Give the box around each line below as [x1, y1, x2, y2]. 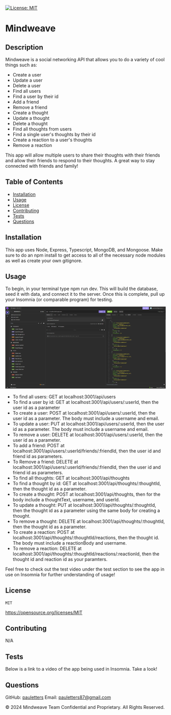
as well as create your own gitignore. [5, 258, 82, 264]
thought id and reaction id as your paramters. [12, 556, 108, 562]
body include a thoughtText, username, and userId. [12, 496, 120, 502]
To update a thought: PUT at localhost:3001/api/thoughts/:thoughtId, [12, 502, 156, 508]
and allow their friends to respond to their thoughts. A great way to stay [5, 158, 155, 163]
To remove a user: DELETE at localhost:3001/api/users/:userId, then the [12, 431, 163, 438]
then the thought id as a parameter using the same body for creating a [12, 507, 160, 514]
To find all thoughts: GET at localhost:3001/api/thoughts [12, 475, 130, 481]
